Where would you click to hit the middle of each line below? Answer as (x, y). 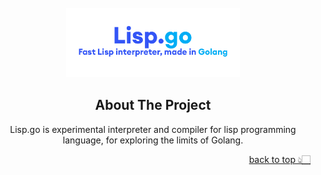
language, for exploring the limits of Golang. (153, 140)
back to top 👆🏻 (279, 159)
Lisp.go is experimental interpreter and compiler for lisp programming (153, 129)
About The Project (153, 105)
